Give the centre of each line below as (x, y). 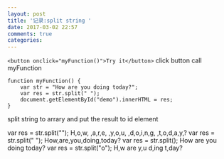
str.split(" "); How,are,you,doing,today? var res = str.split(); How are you (112, 141)
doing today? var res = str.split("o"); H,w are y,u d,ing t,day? (95, 148)
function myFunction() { (44, 81)
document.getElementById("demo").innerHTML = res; (97, 100)
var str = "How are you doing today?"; (79, 87)
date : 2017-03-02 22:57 (43, 27)
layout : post (27, 14)
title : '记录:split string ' (49, 21)
